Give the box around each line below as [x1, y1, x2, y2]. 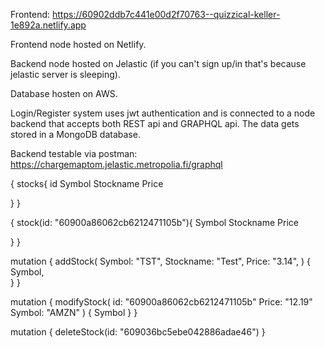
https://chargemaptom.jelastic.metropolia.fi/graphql [10, 159, 223, 170]
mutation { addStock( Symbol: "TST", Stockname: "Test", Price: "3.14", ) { [10, 255, 311, 267]
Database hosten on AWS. [10, 88, 118, 99]
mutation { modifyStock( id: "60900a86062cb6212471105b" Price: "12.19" [10, 296, 313, 308]
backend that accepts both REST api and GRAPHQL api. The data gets [10, 118, 300, 129]
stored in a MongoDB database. [10, 129, 141, 140]
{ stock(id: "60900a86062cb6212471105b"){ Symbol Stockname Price [10, 217, 299, 228]
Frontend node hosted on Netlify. [10, 39, 147, 50]
